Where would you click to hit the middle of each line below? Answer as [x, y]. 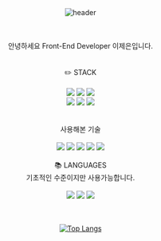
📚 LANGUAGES [80, 165]
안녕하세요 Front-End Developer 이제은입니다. [80, 46]
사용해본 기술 [80, 129]
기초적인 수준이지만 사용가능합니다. [80, 178]
